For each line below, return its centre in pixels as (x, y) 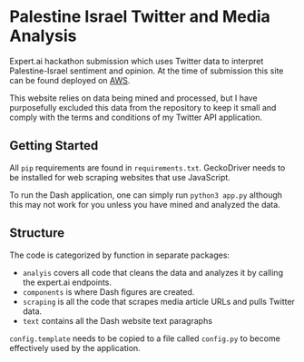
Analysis (43, 36)
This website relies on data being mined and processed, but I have (133, 98)
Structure (37, 233)
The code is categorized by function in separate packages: (119, 255)
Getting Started (54, 146)
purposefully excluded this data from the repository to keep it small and (143, 107)
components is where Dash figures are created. (108, 291)
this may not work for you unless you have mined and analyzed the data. (145, 204)
